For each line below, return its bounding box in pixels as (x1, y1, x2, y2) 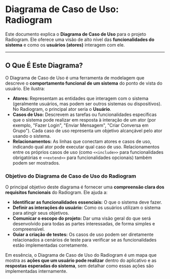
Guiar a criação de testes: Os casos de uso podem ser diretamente (12, 231, 154, 237)
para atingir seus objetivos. (12, 210, 69, 216)
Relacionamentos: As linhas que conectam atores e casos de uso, (12, 138, 152, 144)
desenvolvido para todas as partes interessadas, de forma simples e (12, 221, 155, 227)
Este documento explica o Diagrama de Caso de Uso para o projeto (5, 31, 147, 37)
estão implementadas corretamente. (12, 242, 89, 249)
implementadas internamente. (5, 268, 67, 274)
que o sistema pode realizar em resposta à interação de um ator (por (12, 116, 156, 123)
